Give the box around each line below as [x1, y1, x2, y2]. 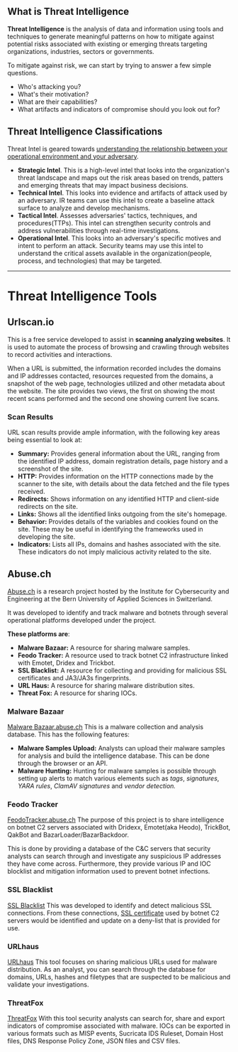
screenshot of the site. [17, 464, 84, 473]
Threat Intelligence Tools [7, 288, 157, 304]
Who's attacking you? [17, 82, 81, 91]
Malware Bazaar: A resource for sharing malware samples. [17, 643, 191, 652]
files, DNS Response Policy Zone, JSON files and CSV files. [7, 1037, 181, 1046]
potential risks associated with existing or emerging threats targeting [7, 39, 208, 48]
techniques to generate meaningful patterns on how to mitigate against [7, 32, 215, 41]
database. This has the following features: [7, 730, 130, 739]
